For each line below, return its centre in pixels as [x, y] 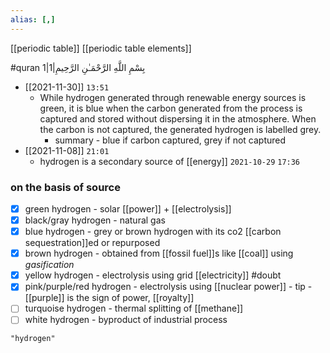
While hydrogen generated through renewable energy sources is [173, 97]
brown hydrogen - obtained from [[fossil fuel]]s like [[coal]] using [159, 253]
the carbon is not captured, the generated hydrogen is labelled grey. [180, 129]
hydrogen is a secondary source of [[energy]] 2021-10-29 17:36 [170, 161]
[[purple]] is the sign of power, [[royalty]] [109, 298]
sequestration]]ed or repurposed [92, 243]
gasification [49, 265]
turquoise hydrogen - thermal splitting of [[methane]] [134, 308]
